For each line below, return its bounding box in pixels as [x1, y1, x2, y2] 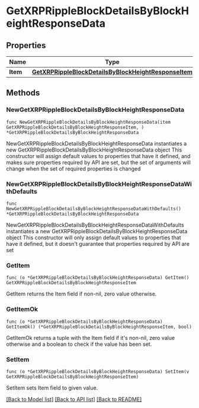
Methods [6, 88, 40, 98]
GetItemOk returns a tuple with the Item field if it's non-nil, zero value [6, 334, 175, 341]
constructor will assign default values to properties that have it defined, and [6, 152, 191, 159]
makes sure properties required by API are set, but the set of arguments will [6, 159, 191, 166]
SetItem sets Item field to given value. [6, 384, 98, 391]
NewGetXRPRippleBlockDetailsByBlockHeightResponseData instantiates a [6, 140, 187, 147]
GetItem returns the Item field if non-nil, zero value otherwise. [6, 290, 157, 297]
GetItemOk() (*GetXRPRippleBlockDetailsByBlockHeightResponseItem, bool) [6, 324, 192, 330]
